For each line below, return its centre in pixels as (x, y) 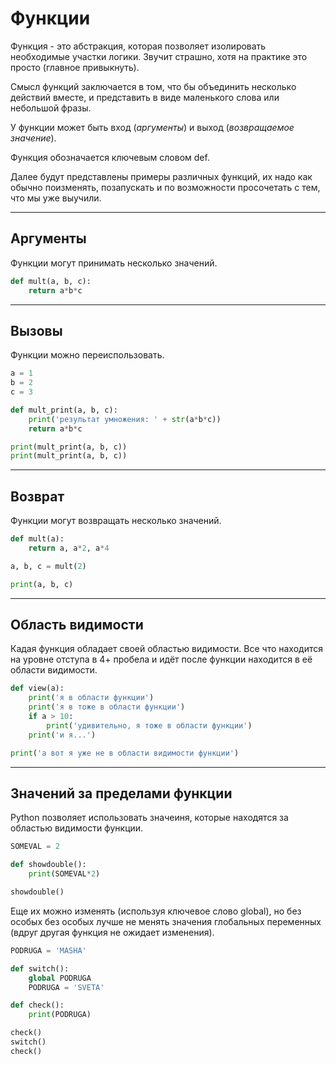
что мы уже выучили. (56, 198)
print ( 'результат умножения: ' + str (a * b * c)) (125, 419)
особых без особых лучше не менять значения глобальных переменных (166, 921)
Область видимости (77, 625)
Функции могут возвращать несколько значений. (116, 521)
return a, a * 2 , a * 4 (69, 548)
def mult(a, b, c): (51, 281)
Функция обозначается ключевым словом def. (110, 157)
